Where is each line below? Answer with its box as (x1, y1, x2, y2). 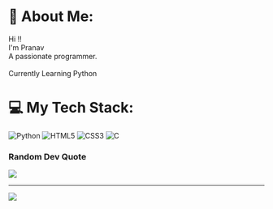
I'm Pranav (8, 42, 45, 52)
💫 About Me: (8, 7, 94, 26)
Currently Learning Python (8, 68, 97, 78)
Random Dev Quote (8, 151, 87, 162)
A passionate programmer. (8, 51, 97, 61)
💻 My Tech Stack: (8, 99, 134, 117)
